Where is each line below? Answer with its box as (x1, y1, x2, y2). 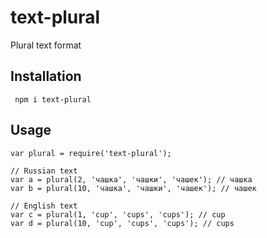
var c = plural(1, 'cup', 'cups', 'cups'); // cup (10, 209, 226, 220)
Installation (10, 68, 82, 85)
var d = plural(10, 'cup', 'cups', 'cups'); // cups (10, 218, 235, 228)
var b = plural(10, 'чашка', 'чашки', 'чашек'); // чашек (10, 183, 257, 193)
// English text (10, 201, 78, 211)
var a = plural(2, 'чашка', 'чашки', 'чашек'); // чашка (10, 174, 253, 185)
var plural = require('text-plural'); (10, 148, 172, 158)
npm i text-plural (14, 94, 92, 105)
